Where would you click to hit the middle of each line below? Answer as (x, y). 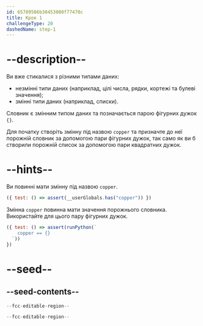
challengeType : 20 (30, 23)
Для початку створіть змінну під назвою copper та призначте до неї (94, 132)
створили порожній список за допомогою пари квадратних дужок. (94, 145)
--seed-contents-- (43, 292)
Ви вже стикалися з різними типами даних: (63, 77)
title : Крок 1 (24, 18)
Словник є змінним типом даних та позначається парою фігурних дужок (102, 114)
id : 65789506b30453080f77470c (45, 12)
